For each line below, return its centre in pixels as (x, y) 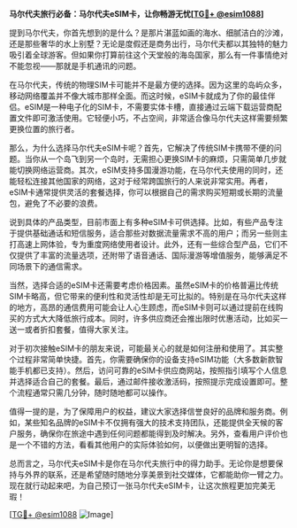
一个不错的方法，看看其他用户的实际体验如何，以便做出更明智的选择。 (144, 445)
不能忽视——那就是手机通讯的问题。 (75, 66)
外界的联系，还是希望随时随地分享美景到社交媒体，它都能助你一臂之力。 (156, 474)
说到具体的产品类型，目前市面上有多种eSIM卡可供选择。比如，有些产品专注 (146, 222)
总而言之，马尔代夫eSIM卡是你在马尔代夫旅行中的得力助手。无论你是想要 (142, 463)
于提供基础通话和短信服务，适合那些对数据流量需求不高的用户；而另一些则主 (148, 233)
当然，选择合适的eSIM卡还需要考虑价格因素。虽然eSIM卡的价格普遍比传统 (144, 285)
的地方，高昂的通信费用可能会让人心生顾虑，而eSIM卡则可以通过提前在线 (142, 307)
